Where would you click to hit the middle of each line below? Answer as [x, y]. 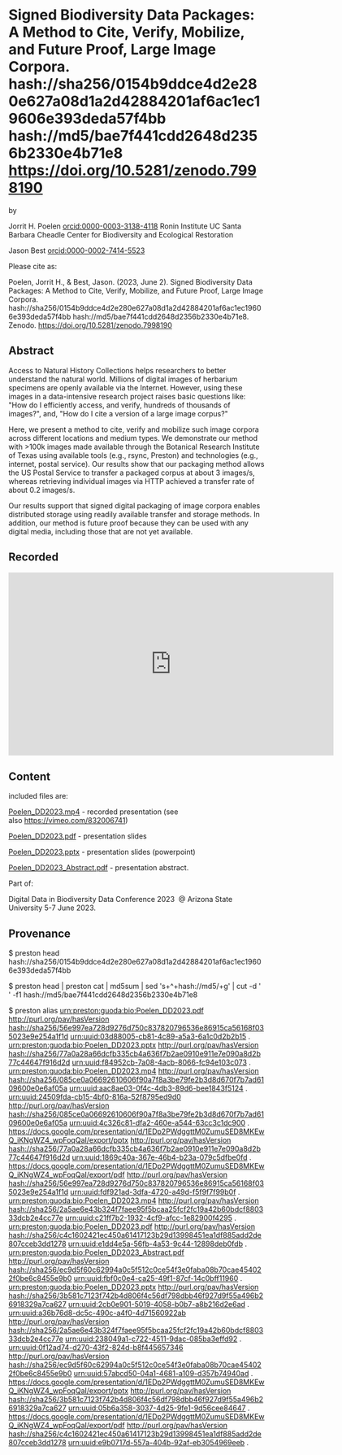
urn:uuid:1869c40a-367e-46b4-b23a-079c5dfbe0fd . [162, 1157]
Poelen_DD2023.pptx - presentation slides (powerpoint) [102, 852]
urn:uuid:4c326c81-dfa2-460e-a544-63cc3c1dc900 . [159, 1123]
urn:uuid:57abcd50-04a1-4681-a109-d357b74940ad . [163, 1374]
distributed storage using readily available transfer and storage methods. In [134, 514]
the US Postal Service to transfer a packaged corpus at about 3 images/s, [132, 473]
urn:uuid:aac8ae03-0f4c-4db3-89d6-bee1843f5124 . [158, 1088]
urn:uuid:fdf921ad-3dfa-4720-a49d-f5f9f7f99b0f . [155, 1192]
